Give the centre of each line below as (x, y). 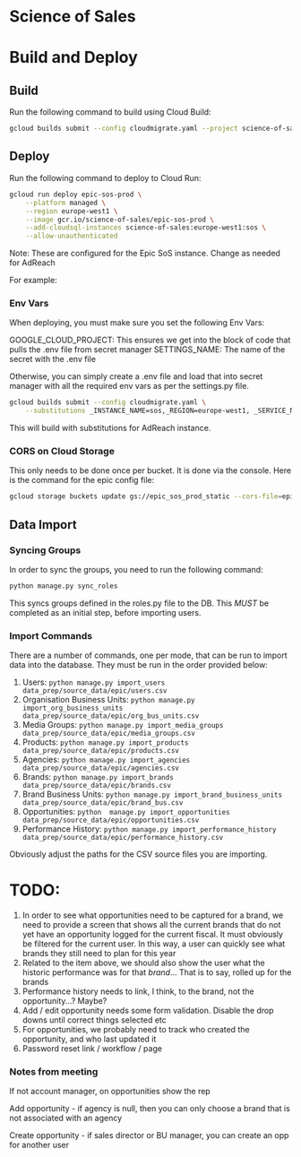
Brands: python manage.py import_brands (98, 777)
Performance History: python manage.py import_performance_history (149, 829)
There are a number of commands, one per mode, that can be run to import (149, 655)
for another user (39, 1145)
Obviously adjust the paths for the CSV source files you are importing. (138, 854)
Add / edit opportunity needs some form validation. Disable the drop (148, 1011)
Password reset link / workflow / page (92, 1049)
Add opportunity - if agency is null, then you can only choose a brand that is (150, 1109)
